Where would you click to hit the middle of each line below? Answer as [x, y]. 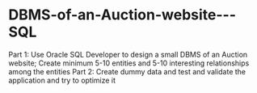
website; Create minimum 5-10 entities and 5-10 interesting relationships [129, 63]
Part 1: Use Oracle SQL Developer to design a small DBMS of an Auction [128, 54]
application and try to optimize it [62, 80]
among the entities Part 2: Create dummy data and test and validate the [127, 71]
